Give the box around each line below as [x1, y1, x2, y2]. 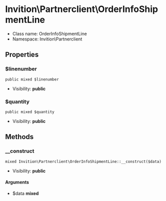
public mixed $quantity [5, 109, 55, 114]
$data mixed [12, 190, 39, 196]
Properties [5, 50, 39, 59]
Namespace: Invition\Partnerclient [12, 36, 82, 42]
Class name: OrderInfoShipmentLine [12, 30, 87, 36]
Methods [5, 132, 34, 141]
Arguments [5, 179, 29, 185]
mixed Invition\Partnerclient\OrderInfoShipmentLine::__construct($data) [5, 159, 162, 164]
